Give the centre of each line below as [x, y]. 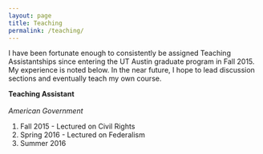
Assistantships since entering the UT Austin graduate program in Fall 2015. [131, 61]
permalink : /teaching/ [46, 30]
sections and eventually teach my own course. [85, 79]
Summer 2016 [43, 144]
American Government [46, 111]
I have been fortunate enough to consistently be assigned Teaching [119, 53]
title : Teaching [35, 23]
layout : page [30, 16]
